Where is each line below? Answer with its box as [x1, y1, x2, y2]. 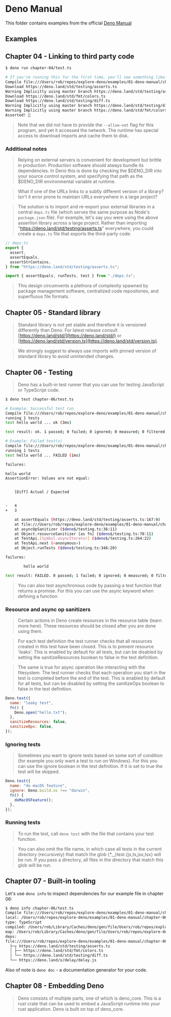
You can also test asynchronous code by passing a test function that [17, 582, 162, 588]
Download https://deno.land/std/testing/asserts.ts [5, 84, 117, 89]
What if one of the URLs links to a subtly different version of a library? [17, 188, 164, 195]
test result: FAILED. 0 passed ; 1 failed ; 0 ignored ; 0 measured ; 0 [5, 573, 154, 578]
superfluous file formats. [17, 293, 70, 299]
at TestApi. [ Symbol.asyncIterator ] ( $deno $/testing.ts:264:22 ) [14, 536, 152, 541]
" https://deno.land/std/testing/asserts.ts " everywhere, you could [17, 225, 154, 232]
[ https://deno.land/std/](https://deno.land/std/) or [17, 333, 122, 339]
